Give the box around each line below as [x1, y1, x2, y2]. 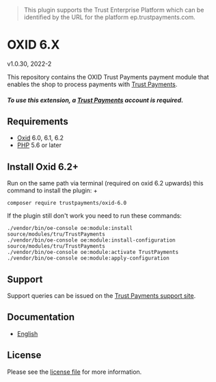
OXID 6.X [7, 37, 60, 53]
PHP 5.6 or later [16, 141, 62, 149]
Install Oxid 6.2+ [7, 161, 79, 173]
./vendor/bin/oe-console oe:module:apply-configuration [7, 255, 170, 262]
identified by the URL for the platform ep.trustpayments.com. [23, 13, 196, 21]
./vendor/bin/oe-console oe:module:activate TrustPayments [7, 249, 179, 256]
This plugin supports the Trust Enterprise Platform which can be [23, 6, 204, 14]
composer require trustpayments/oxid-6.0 [7, 200, 127, 207]
